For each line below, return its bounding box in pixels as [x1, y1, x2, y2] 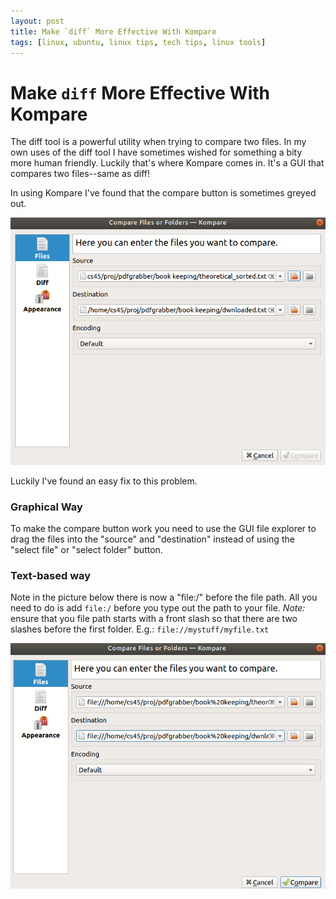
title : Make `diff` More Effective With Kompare [10, 26, 217, 37]
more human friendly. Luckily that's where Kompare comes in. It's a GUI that [10, 157, 325, 169]
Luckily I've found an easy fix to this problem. [10, 475, 198, 487]
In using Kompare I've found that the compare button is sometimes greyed [10, 187, 317, 199]
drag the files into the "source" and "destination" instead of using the [10, 533, 295, 545]
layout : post [10, 16, 65, 26]
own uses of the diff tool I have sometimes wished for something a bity [10, 146, 303, 159]
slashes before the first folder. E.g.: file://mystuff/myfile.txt [10, 623, 270, 635]
